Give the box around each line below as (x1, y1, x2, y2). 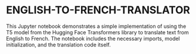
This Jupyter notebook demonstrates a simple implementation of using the (6, 23, 187, 30)
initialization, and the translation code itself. (6, 41, 111, 48)
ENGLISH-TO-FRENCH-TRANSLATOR (6, 3, 191, 17)
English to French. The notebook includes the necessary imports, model (6, 35, 180, 42)
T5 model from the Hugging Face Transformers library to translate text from (6, 28, 189, 35)
